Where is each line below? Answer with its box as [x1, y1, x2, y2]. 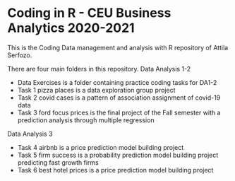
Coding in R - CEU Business [7, 5, 171, 21]
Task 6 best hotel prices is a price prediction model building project [17, 165, 214, 174]
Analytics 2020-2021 [7, 20, 135, 36]
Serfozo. [7, 51, 32, 59]
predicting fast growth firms [17, 158, 99, 167]
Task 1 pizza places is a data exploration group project [17, 86, 176, 94]
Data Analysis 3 [7, 129, 53, 138]
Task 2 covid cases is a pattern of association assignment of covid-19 [17, 93, 221, 102]
